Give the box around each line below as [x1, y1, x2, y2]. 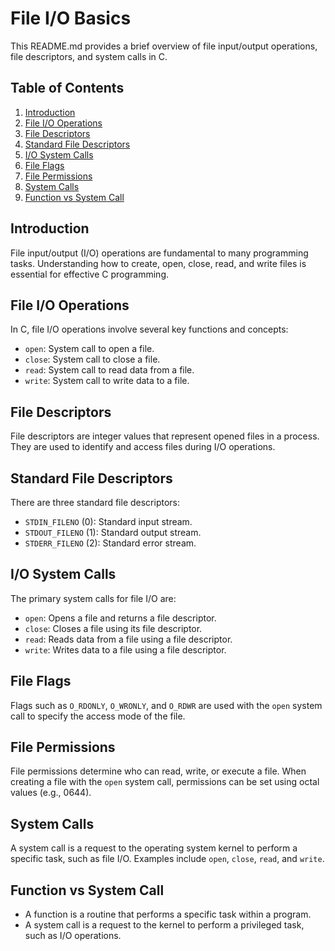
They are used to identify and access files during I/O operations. [10, 441, 276, 453]
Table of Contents [10, 80, 125, 97]
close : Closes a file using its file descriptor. [24, 622, 203, 634]
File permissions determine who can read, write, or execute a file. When [10, 765, 307, 777]
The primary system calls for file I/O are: [10, 592, 177, 604]
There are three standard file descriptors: [10, 497, 181, 508]
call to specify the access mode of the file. [10, 710, 186, 722]
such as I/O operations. [24, 930, 122, 942]
